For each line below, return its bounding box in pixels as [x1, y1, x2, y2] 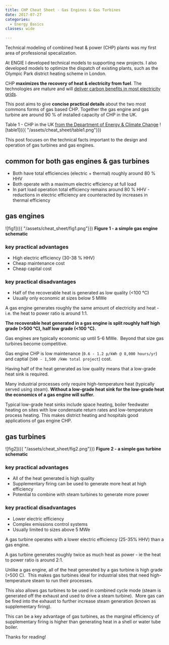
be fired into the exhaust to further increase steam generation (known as [5, 598, 156, 604]
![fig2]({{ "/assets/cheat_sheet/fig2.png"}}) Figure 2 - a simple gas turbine [5, 446, 161, 452]
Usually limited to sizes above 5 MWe [12, 526, 90, 533]
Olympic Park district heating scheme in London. [5, 70, 107, 77]
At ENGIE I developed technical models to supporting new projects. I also [5, 60, 157, 66]
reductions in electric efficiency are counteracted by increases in [12, 192, 148, 198]
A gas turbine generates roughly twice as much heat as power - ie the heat [5, 551, 161, 557]
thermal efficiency [12, 197, 50, 203]
